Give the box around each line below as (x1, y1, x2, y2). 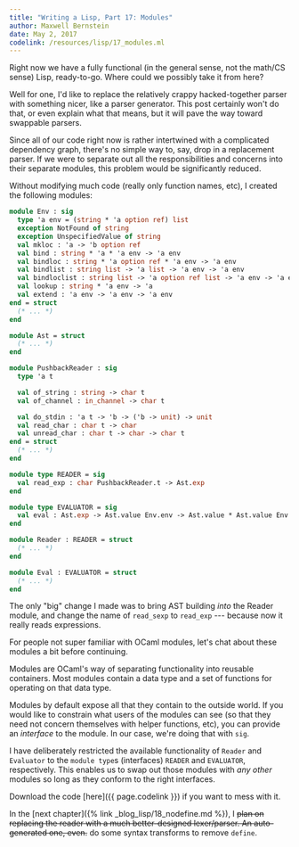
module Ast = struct (9, 331, 86, 340)
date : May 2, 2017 (9, 29, 77, 38)
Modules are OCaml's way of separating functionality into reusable (9, 663, 255, 674)
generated (9, 827, 47, 838)
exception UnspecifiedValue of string (17, 232, 162, 241)
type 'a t (17, 372, 53, 381)
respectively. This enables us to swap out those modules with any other (9, 764, 273, 776)
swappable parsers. (9, 118, 82, 128)
